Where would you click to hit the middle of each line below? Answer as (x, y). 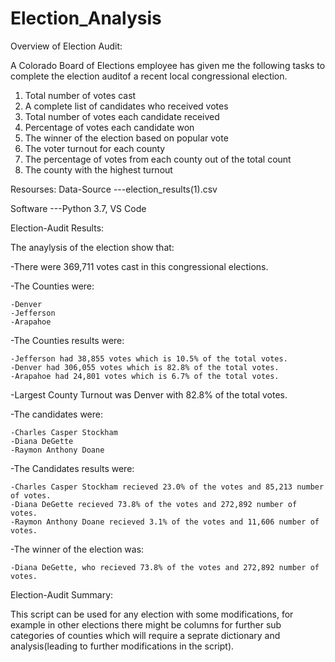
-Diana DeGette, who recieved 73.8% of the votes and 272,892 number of (165, 567)
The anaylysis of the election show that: (92, 247)
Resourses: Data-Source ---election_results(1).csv (114, 189)
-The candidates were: (57, 414)
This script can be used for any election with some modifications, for (152, 614)
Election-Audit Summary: (62, 594)
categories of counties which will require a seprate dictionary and (145, 635)
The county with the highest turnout (98, 169)
